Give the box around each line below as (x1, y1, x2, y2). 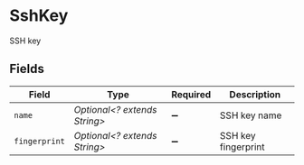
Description (229, 87, 281, 100)
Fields (9, 61, 45, 77)
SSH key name (220, 109, 282, 122)
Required (171, 87, 212, 100)
